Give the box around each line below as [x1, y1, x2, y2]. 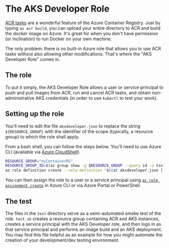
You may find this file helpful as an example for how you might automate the [5, 232, 162, 237]
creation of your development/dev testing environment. [5, 237, 120, 243]
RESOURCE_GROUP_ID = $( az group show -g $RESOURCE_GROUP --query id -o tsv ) [5, 163, 165, 168]
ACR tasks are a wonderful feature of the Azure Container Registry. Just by [5, 20, 161, 26]
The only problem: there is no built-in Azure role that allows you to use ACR [5, 45, 161, 51]
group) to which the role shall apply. [5, 134, 79, 140]
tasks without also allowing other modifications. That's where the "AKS [5, 51, 152, 57]
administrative [5, 95, 35, 101]
